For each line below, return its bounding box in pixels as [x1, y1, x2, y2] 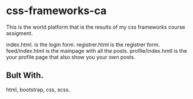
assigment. [6, 29, 33, 36]
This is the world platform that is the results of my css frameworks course [6, 23, 185, 30]
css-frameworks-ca [6, 4, 107, 18]
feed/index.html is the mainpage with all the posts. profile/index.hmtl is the [6, 47, 188, 54]
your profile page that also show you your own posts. [6, 53, 136, 60]
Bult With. [6, 70, 44, 80]
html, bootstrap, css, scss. [6, 86, 70, 93]
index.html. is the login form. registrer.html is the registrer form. [6, 41, 161, 48]
